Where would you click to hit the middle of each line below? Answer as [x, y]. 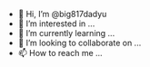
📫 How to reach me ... [60, 53]
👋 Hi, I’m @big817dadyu [62, 14]
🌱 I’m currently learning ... [66, 33]
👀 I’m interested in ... [56, 24]
